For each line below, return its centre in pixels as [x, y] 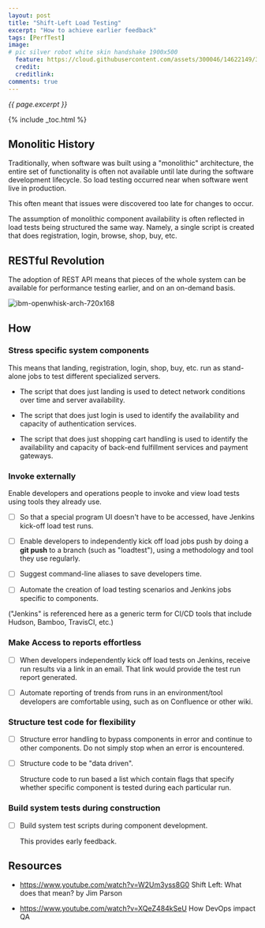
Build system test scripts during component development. [114, 825]
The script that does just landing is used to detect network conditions [132, 391]
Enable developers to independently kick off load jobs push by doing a [134, 541]
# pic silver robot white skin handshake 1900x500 [93, 52]
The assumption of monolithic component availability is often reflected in [127, 219]
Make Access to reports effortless [75, 643]
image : [19, 45]
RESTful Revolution [56, 260]
